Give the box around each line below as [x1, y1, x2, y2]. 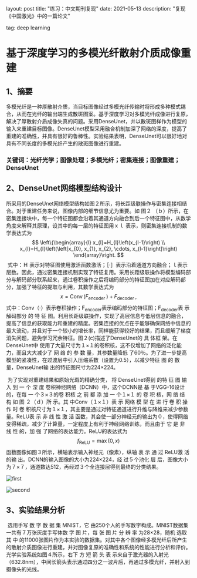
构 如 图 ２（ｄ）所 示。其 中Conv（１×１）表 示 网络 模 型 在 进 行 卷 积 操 [6, 398, 188, 405]
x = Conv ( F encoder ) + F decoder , [60, 293, 137, 301]
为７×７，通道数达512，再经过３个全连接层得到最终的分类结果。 [6, 463, 162, 471]
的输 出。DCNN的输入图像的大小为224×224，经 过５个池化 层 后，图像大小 [6, 456, 189, 463]
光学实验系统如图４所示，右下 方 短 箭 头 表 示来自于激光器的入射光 [6, 551, 169, 558]
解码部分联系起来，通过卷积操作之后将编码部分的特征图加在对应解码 [16, 275, 181, 283]
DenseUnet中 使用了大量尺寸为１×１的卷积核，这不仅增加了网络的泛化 [6, 342, 177, 349]
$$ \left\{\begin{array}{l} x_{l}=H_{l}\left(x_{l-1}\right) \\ [32, 238, 165, 246]
